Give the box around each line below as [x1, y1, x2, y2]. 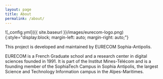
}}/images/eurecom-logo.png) [63, 30, 124, 35]
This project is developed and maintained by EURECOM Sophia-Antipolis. [5, 44, 152, 50]
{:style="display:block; [5, 34, 51, 40]
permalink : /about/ [5, 16, 45, 21]
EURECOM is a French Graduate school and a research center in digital [5, 53, 147, 59]
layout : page [5, 7, 32, 12]
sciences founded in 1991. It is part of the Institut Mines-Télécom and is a [5, 59, 151, 64]
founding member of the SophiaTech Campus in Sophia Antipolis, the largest [5, 63, 158, 69]
